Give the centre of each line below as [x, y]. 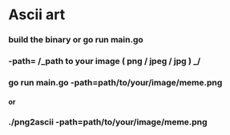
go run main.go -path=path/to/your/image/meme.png [115, 82]
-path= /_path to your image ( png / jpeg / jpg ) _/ [105, 62]
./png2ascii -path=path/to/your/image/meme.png [108, 122]
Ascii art [37, 15]
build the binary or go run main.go [76, 40]
